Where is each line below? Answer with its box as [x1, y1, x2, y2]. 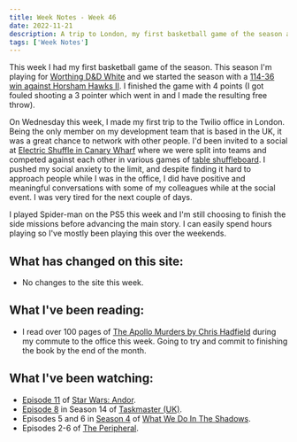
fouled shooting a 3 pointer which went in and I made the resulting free [9, 90, 268, 101]
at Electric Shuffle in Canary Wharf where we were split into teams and [9, 145, 267, 156]
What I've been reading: [9, 303, 144, 318]
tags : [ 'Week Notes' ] [9, 37, 89, 47]
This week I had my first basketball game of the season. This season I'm [9, 62, 272, 73]
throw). [9, 99, 35, 111]
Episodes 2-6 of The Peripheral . [21, 423, 139, 433]
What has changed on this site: [9, 253, 184, 268]
